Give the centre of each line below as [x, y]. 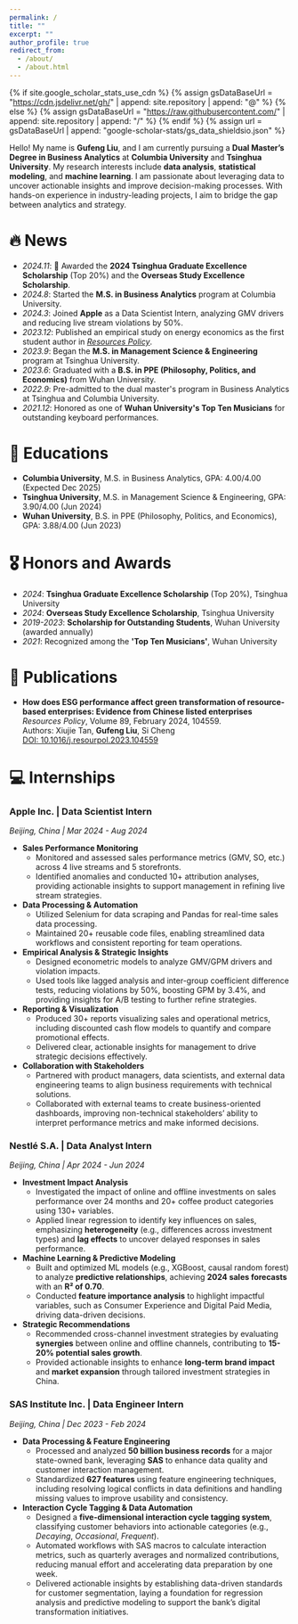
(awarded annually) [57, 632]
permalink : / [33, 17]
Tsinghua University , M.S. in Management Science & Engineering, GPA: [154, 496]
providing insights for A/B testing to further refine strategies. [146, 1000]
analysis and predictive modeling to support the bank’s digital [148, 1602]
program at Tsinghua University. [81, 360]
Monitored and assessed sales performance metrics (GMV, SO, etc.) [160, 857]
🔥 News [39, 241]
